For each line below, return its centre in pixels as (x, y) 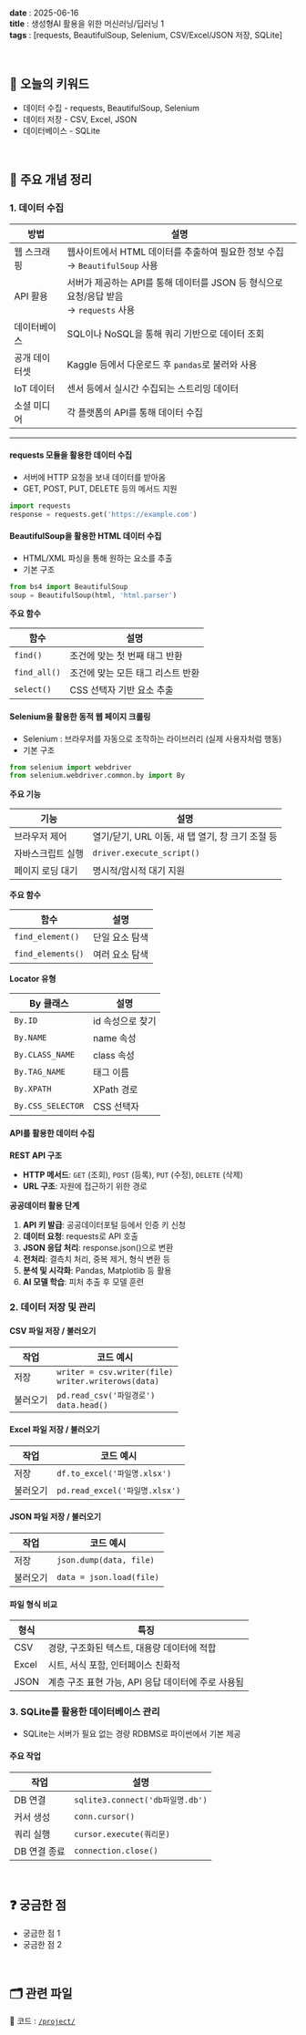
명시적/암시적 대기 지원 (138, 871)
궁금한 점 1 (41, 1933)
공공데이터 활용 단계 (45, 1205)
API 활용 (31, 296)
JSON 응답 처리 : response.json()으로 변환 (98, 1247)
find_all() (37, 672)
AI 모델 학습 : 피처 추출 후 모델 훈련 (83, 1281)
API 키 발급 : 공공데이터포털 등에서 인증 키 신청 (104, 1224)
